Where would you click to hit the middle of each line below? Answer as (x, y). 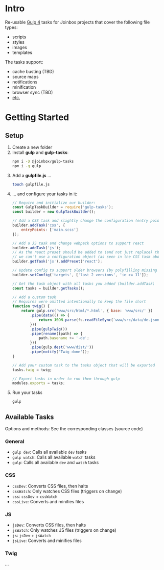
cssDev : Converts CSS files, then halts (50, 486)
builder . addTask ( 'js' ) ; (36, 248)
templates (22, 52)
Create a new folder (32, 147)
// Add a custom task (34, 297)
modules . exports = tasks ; (38, 383)
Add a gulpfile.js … (32, 175)
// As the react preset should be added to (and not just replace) (82, 252)
